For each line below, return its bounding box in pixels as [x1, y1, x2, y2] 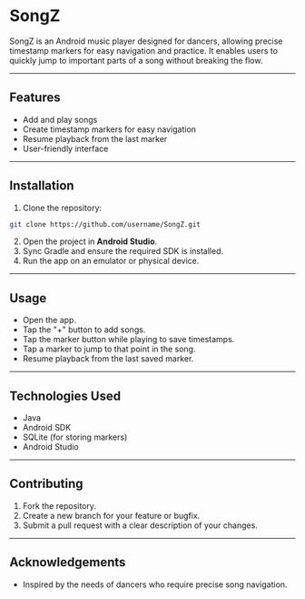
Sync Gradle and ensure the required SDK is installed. [22, 246, 224, 257]
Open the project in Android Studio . [22, 236, 158, 247]
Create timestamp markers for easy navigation [22, 124, 197, 135]
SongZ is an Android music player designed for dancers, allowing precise [9, 36, 283, 46]
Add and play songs [22, 114, 98, 125]
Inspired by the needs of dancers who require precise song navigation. [22, 579, 288, 590]
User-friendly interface [22, 143, 109, 154]
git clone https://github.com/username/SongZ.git [9, 219, 202, 228]
